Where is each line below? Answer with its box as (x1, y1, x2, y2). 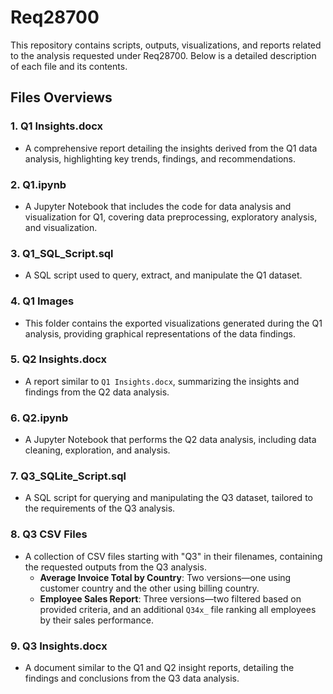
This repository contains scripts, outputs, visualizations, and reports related (10, 39, 322, 51)
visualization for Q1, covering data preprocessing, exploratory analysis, (24, 211, 318, 223)
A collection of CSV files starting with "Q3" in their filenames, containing (24, 550, 323, 562)
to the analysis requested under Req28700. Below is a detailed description (10, 49, 317, 61)
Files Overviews (10, 89, 113, 106)
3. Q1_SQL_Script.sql (10, 246, 114, 260)
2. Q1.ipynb (10, 177, 67, 191)
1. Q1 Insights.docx (10, 119, 104, 133)
